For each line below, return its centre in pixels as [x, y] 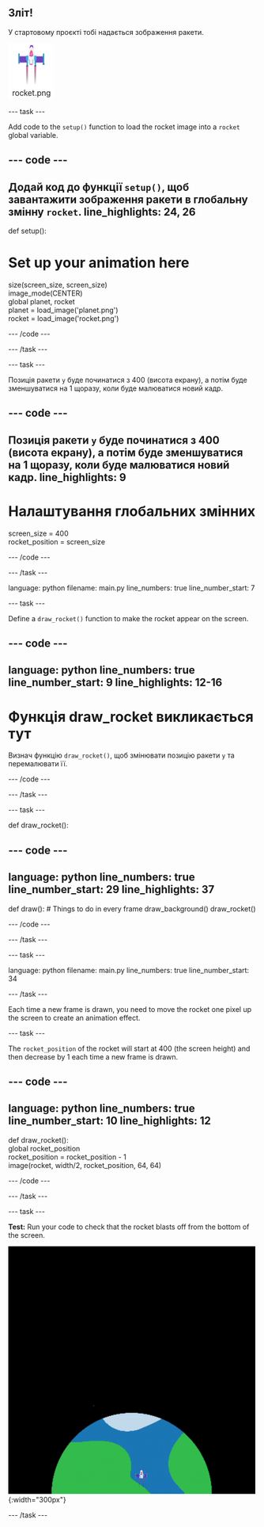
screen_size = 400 [38, 533]
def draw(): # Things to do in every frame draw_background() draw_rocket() [132, 909]
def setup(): [28, 231]
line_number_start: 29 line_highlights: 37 [111, 889]
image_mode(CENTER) [45, 293]
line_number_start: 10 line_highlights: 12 [109, 1121]
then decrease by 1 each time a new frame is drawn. [93, 1056]
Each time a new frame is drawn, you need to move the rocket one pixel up [130, 1009]
